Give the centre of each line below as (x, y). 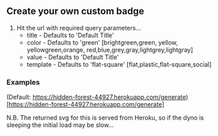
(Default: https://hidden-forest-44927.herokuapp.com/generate (96, 97)
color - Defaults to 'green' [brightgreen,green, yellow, (102, 42)
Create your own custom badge (76, 11)
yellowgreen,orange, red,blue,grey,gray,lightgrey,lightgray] (110, 49)
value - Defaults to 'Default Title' (73, 57)
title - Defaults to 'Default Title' (70, 35)
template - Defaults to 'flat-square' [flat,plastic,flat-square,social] (119, 64)
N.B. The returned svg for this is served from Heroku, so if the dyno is (105, 118)
